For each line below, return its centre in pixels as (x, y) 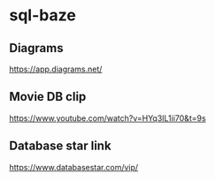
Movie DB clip (48, 97)
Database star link (61, 146)
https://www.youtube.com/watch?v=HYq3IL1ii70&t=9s (107, 118)
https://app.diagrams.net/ (56, 69)
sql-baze (43, 15)
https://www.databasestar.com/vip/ (74, 167)
